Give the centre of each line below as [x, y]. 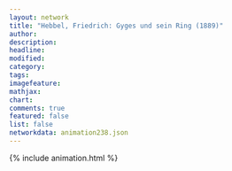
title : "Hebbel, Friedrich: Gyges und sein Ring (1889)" [116, 26]
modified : [27, 58]
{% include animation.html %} [64, 158]
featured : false [39, 116]
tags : [19, 75]
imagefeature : [35, 83]
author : [23, 34]
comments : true [37, 108]
